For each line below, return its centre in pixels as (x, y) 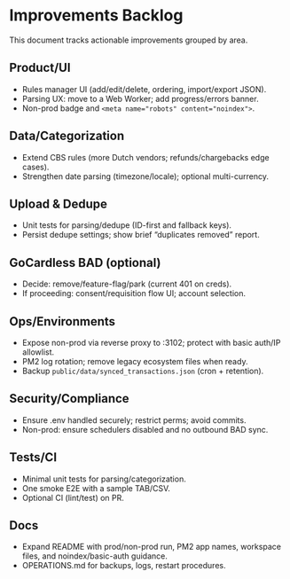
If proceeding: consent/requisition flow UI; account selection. (134, 293)
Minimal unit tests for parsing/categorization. (104, 479)
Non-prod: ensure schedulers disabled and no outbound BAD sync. (145, 429)
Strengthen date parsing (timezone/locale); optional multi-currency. (145, 176)
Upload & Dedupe (59, 203)
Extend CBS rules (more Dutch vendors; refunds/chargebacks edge (145, 157)
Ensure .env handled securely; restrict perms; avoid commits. (134, 420)
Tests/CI (33, 458)
